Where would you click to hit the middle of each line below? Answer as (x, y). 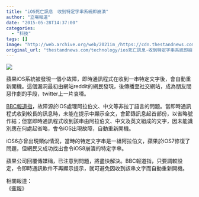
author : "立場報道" (28, 17)
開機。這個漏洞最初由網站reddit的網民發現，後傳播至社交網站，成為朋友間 (101, 86)
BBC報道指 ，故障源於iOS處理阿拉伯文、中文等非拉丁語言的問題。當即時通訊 (99, 106)
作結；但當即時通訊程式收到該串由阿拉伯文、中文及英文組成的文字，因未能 (97, 121)
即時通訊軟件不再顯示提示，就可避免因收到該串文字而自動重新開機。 (105, 168)
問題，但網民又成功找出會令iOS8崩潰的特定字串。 (67, 148)
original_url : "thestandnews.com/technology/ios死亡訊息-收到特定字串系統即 (97, 50)
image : (14, 45)
